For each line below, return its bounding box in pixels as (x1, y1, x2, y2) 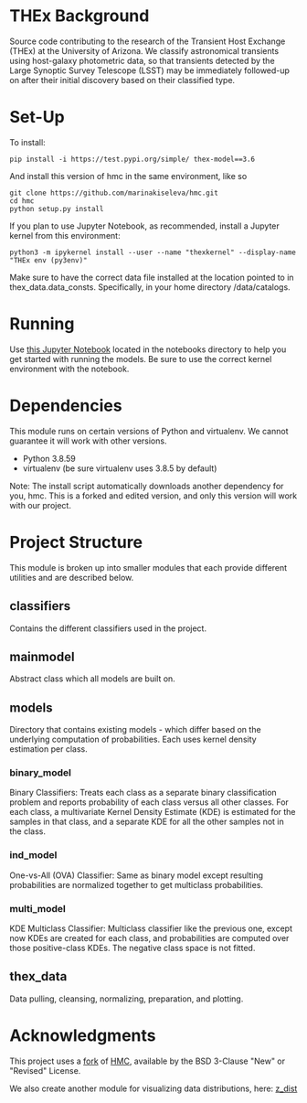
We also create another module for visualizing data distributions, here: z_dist (9, 1083, 298, 1094)
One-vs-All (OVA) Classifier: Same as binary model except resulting (9, 870, 263, 881)
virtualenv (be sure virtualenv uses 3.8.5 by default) (22, 463, 217, 474)
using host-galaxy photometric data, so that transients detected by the (9, 55, 276, 66)
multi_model (9, 902, 67, 915)
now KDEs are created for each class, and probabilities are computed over (9, 933, 290, 944)
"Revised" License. (9, 1065, 81, 1076)
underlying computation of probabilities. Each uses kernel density (9, 734, 258, 745)
